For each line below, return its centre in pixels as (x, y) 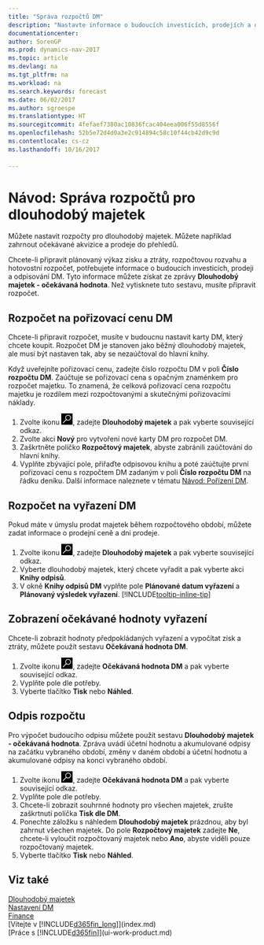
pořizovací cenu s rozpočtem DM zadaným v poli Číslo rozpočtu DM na (135, 472)
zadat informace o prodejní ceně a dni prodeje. (84, 533)
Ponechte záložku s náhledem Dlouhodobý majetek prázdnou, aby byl (134, 821)
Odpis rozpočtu (47, 716)
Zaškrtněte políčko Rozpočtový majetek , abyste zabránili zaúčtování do (136, 447)
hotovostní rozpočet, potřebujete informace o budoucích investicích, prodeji (131, 269)
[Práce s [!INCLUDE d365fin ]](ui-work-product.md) (90, 932)
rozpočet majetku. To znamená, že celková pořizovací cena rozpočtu (120, 386)
